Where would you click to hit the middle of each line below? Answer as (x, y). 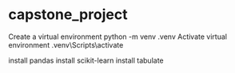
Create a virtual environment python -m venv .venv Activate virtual (118, 36)
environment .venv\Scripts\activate (66, 44)
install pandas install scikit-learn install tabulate (86, 60)
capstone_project (68, 15)
